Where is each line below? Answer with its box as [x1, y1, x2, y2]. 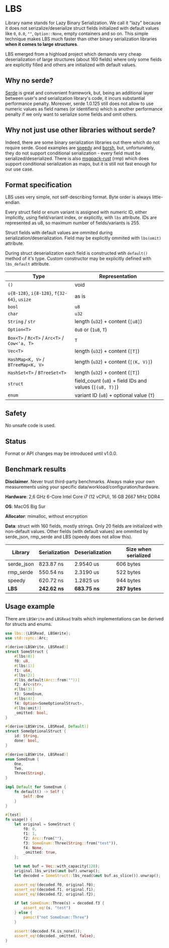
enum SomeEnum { [5, 757, 39, 762]
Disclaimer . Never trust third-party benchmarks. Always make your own [5, 478, 155, 485]
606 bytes [116, 560, 141, 567]
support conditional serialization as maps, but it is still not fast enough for [5, 161, 157, 167]
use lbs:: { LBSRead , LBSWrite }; [5, 630, 71, 636]
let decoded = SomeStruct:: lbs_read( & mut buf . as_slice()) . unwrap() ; [14, 873, 161, 878]
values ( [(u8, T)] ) [74, 384, 119, 391]
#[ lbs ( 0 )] [14, 654, 35, 659]
